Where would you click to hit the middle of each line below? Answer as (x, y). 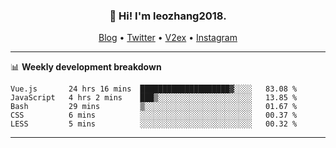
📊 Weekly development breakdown (86, 67)
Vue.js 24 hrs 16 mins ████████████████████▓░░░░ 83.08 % (154, 89)
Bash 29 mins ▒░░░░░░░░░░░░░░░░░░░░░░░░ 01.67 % (154, 107)
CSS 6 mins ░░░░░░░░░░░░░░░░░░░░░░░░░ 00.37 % (154, 115)
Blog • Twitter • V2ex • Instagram (168, 38)
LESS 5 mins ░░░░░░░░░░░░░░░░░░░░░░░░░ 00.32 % (154, 124)
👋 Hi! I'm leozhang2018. (168, 16)
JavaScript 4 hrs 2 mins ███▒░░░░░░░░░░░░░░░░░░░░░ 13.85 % (154, 98)
